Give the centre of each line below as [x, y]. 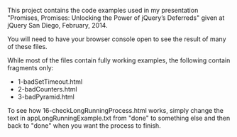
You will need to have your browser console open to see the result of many [117, 39]
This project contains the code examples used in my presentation [103, 10]
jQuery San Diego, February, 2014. [57, 25]
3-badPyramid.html [46, 97]
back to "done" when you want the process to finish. [84, 126]
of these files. [27, 46]
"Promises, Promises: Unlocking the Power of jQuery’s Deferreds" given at [116, 18]
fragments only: [31, 68]
